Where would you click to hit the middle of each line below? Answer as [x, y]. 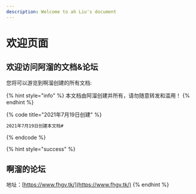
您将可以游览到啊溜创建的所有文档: [49, 83]
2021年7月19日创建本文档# [35, 126]
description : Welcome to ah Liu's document [61, 12]
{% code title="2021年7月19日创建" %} [54, 114]
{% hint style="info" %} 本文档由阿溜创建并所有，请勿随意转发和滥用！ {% [98, 95]
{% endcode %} [26, 137]
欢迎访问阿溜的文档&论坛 [52, 67]
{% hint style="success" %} [41, 149]
